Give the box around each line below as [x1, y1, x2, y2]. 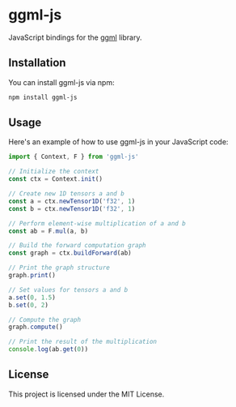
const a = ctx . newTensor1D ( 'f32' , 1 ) [8, 197, 136, 205]
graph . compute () [8, 323, 63, 332]
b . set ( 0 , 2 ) [8, 301, 48, 309]
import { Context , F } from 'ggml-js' [8, 152, 139, 161]
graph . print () [8, 272, 57, 280]
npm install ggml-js [8, 93, 78, 101]
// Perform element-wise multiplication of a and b [8, 219, 186, 228]
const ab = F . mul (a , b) [8, 227, 89, 235]
